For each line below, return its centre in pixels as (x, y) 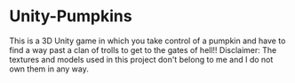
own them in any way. (49, 69)
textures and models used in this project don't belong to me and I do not (141, 59)
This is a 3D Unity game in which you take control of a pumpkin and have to (147, 41)
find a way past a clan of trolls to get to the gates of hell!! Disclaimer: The (143, 49)
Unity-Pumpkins (71, 16)
